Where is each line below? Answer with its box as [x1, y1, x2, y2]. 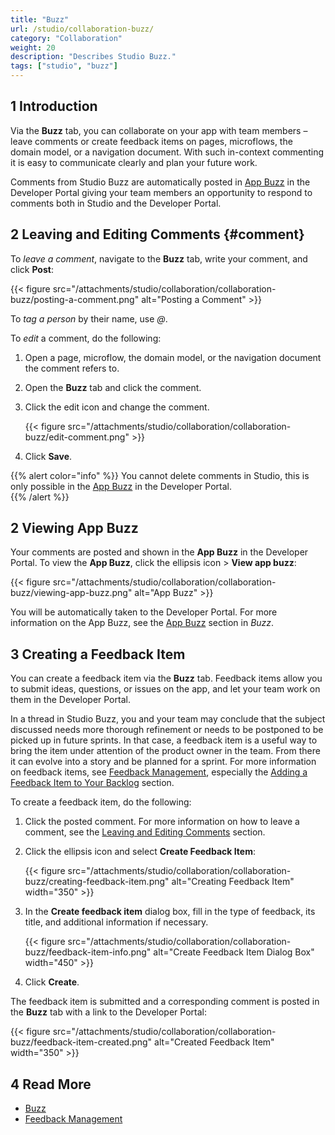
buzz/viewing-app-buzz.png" [10, 587, 133, 599]
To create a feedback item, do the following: [10, 796, 192, 808]
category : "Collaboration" [10, 33, 123, 43]
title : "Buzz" [10, 14, 70, 25]
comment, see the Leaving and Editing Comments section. [24, 826, 266, 838]
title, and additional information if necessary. [24, 916, 209, 928]
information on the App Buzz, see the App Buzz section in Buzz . [10, 617, 275, 629]
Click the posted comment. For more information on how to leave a [24, 816, 300, 828]
